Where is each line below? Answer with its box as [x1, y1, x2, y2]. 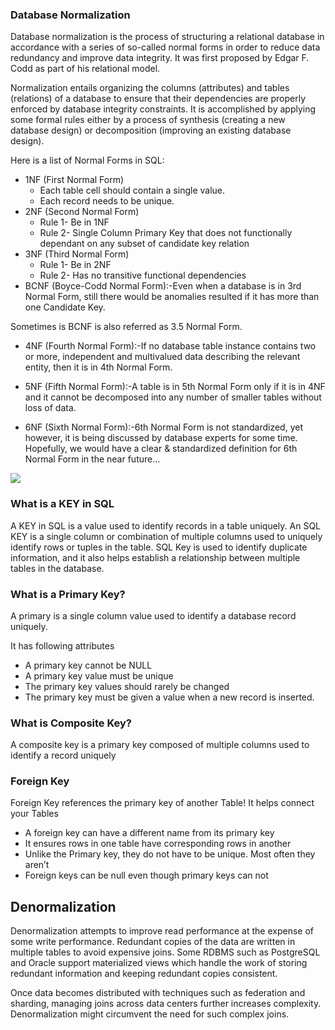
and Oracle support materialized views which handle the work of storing [10, 957, 308, 969]
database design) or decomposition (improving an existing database [10, 124, 292, 137]
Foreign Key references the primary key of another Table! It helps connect [10, 797, 315, 809]
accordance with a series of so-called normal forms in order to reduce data [10, 41, 321, 53]
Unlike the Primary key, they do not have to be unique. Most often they [24, 848, 316, 860]
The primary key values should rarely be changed [24, 680, 230, 692]
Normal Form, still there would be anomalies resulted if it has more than [24, 291, 320, 303]
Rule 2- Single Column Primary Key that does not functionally [39, 227, 293, 239]
